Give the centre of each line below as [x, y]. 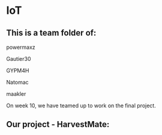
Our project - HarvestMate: [58, 124]
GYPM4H [18, 71]
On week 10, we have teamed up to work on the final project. [81, 105]
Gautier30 [19, 59]
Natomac [17, 82]
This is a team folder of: [51, 33]
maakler [16, 94]
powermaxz [21, 47]
